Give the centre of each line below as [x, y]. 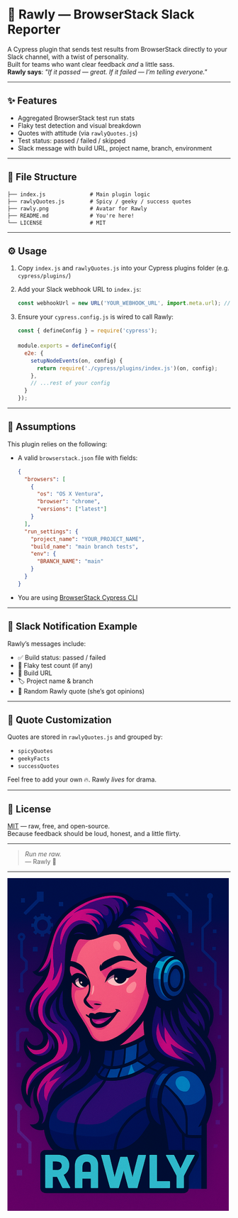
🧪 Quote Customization [59, 720]
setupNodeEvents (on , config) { [77, 361]
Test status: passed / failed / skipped [72, 141]
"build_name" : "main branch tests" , [85, 547]
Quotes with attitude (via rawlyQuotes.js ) [78, 133]
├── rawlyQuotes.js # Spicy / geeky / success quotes [100, 202]
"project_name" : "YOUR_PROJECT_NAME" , [88, 539]
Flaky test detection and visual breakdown [79, 125]
